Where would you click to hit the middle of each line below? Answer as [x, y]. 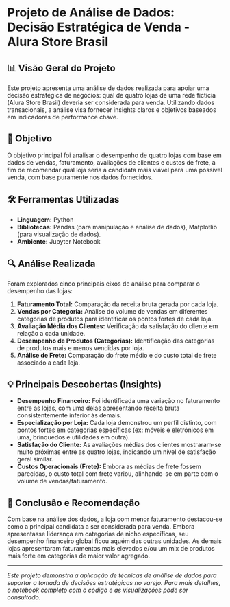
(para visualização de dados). [59, 234]
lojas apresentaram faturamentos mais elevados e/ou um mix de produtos [111, 549]
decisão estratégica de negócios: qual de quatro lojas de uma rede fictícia [112, 95]
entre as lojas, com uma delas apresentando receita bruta [98, 408]
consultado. [24, 597]
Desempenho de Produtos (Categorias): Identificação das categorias [116, 341]
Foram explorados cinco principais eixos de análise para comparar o [104, 284]
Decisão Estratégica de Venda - [99, 27]
